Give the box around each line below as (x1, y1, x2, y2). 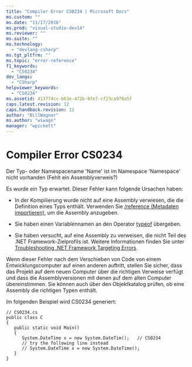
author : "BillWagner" (6, 112, 59, 118)
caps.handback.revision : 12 (6, 107, 75, 113)
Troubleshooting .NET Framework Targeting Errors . (14, 244, 138, 251)
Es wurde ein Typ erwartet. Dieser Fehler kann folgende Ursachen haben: (6, 185, 183, 192)
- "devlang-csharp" (11, 47, 59, 53)
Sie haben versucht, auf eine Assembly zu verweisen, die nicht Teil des (14, 232, 186, 239)
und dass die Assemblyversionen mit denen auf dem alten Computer (6, 274, 172, 281)
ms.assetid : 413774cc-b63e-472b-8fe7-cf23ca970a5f (6, 96, 132, 101)
